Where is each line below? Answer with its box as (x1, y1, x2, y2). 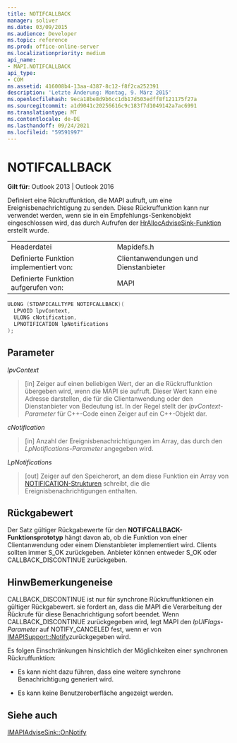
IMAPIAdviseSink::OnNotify (7, 727, 87, 736)
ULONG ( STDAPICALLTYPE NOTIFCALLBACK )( (7, 301, 125, 308)
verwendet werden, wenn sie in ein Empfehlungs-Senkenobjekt (7, 211, 192, 220)
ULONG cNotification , (13, 314, 78, 322)
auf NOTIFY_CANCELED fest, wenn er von (39, 625, 162, 633)
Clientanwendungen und (116, 254, 199, 264)
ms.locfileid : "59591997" (7, 129, 83, 136)
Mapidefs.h (116, 242, 154, 252)
